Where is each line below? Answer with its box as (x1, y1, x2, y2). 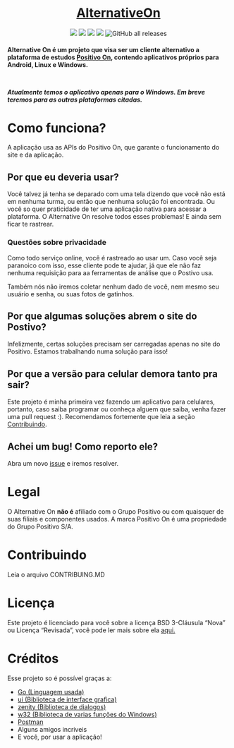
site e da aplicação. (7, 150, 64, 159)
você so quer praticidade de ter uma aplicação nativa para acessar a (7, 205, 207, 213)
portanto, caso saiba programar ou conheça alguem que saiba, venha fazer (7, 405, 227, 414)
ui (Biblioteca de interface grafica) (17, 695, 118, 704)
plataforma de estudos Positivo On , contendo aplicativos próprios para (7, 53, 220, 61)
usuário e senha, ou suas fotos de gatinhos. (7, 289, 135, 298)
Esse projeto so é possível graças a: (7, 674, 112, 682)
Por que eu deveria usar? (7, 171, 120, 183)
